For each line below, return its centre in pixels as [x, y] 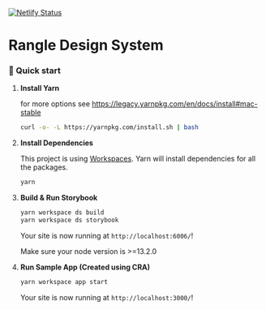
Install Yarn [39, 88]
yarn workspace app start [64, 282]
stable [30, 113]
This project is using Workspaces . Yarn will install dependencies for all [138, 159]
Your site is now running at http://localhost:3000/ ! [107, 297]
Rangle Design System [86, 45]
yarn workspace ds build [62, 213]
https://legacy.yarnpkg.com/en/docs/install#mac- [175, 104]
